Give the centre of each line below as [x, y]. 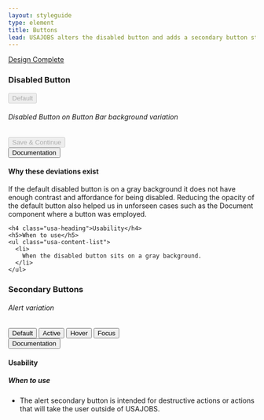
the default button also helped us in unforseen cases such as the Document [131, 206]
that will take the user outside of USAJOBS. [90, 408]
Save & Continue [37, 142]
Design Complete [36, 60]
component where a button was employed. [77, 214]
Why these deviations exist [54, 172]
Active [52, 333]
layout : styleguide [40, 15]
